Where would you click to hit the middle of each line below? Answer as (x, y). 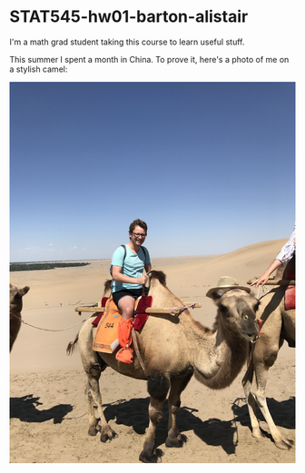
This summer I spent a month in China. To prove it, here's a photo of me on (149, 59)
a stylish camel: (39, 69)
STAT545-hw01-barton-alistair (129, 17)
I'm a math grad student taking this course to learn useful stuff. (127, 42)
